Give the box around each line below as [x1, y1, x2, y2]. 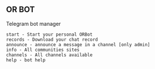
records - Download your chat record [6, 36, 98, 43]
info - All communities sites [6, 47, 80, 53]
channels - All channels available [6, 52, 93, 58]
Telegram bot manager [6, 20, 61, 27]
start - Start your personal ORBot [6, 32, 93, 37]
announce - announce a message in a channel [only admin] [6, 42, 150, 47]
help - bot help [6, 57, 46, 63]
